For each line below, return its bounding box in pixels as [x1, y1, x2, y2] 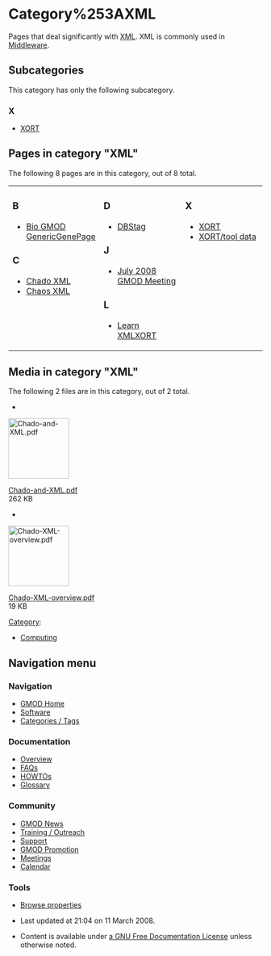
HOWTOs [19, 772, 52, 782]
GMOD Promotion [19, 845, 79, 854]
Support [19, 836, 48, 845]
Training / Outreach [19, 827, 85, 836]
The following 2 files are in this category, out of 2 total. [8, 387, 190, 396]
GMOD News [19, 819, 64, 828]
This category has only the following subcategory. [8, 85, 175, 94]
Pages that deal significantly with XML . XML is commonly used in [8, 31, 226, 41]
